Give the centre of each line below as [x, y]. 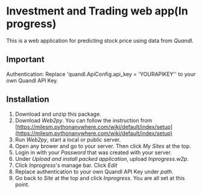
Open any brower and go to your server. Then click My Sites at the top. [103, 146]
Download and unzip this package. [58, 114]
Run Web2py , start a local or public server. [68, 139]
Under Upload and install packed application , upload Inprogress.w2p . [102, 158]
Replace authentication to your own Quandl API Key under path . [94, 171]
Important [25, 59]
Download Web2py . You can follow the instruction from [84, 120]
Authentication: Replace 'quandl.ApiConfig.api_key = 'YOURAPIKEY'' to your [101, 74]
